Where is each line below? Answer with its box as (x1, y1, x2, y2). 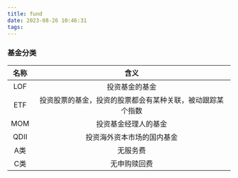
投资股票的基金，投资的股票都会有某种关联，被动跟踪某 (39, 95, 225, 105)
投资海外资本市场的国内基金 (85, 132, 178, 142)
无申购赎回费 (110, 158, 154, 168)
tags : (7, 23, 23, 30)
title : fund (7, 10, 42, 18)
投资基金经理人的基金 (96, 119, 168, 129)
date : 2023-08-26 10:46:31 (7, 17, 87, 24)
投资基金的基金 (106, 82, 157, 92)
